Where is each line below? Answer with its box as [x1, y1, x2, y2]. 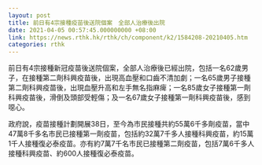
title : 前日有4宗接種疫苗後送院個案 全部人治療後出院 [8, 19, 165, 27]
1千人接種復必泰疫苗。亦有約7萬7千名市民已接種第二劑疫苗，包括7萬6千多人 [8, 139, 255, 148]
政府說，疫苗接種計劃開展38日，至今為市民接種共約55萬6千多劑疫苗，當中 [8, 119, 250, 129]
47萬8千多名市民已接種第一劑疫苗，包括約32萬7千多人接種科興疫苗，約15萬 [8, 129, 254, 138]
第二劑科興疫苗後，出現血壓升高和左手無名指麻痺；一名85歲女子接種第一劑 [8, 83, 251, 93]
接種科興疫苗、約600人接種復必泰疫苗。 [8, 148, 139, 158]
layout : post [8, 11, 51, 20]
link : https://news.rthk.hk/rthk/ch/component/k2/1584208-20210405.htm [8, 33, 248, 42]
